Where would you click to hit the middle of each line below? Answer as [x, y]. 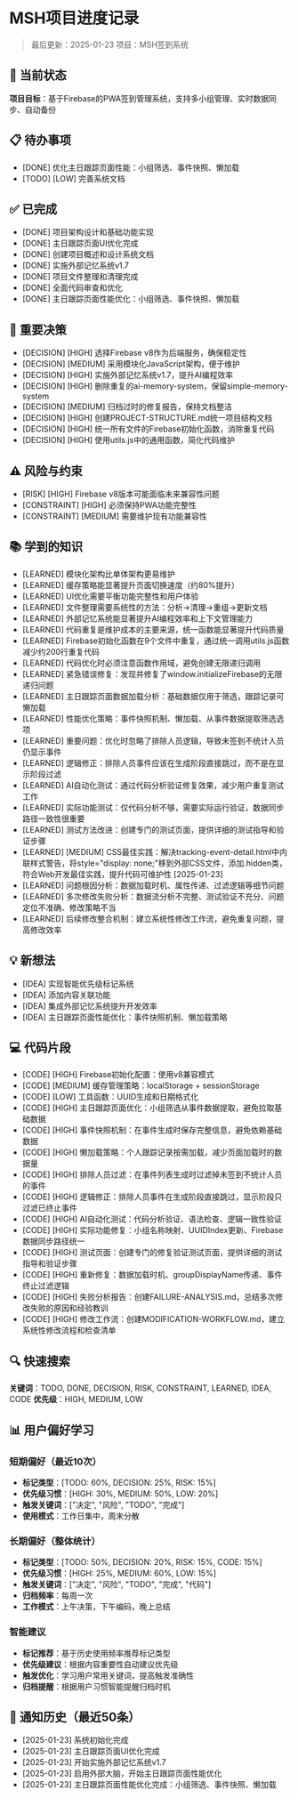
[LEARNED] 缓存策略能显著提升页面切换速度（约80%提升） [131, 585]
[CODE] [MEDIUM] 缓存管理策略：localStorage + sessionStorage [141, 1085]
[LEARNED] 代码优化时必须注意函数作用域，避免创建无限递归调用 [141, 663]
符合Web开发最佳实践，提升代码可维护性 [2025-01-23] [123, 874]
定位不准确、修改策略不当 [69, 907]
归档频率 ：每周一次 [57, 1596]
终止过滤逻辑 [45, 1286]
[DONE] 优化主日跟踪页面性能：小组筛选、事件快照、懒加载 [131, 167]
